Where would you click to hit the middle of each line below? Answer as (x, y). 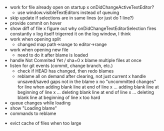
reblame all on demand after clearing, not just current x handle (81, 76)
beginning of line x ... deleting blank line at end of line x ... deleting (85, 92)
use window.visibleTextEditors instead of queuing (68, 12)
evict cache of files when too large (45, 123)
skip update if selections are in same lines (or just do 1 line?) (72, 18)
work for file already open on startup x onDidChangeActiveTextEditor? (82, 7)
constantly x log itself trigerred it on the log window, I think (70, 34)
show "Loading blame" (33, 108)
